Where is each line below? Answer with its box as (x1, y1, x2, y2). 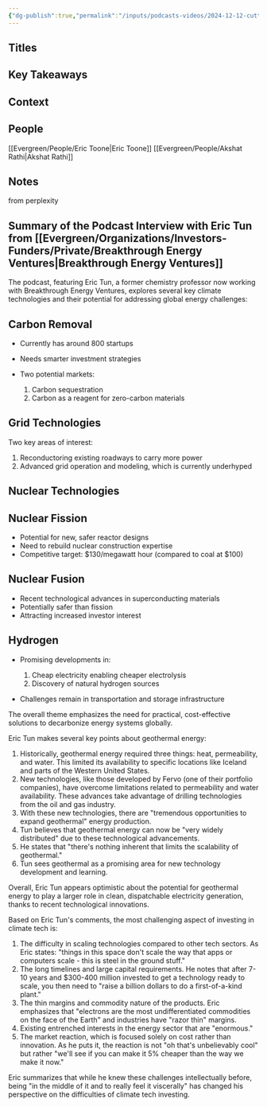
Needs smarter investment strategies (19, 354, 141, 364)
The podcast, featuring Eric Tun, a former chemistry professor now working (8, 278, 256, 287)
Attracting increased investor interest (19, 610, 141, 620)
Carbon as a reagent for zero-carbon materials (31, 393, 185, 403)
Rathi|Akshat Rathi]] (8, 152, 74, 162)
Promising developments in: (19, 654, 111, 665)
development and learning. (19, 867, 108, 876)
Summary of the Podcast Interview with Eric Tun (8, 219, 253, 232)
